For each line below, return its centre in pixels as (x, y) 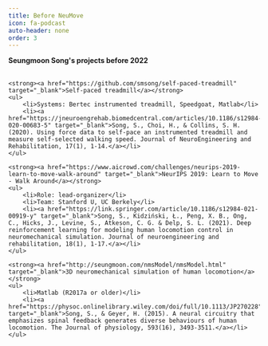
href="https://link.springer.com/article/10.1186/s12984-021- (153, 209)
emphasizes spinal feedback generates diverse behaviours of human (123, 321)
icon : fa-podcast (37, 23)
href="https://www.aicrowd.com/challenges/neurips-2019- (144, 167)
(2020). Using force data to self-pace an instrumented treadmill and (128, 132)
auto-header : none (39, 30)
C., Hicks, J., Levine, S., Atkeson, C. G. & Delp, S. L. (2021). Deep (130, 223)
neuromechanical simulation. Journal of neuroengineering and (114, 237)
